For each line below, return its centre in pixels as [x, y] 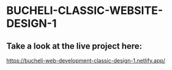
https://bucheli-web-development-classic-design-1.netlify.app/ [86, 61]
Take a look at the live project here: [74, 46]
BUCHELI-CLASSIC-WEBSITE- [85, 11]
